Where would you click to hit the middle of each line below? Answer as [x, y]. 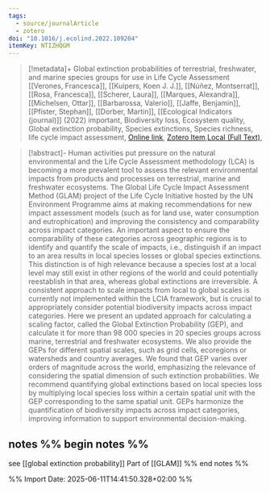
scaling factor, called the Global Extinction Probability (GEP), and [135, 324]
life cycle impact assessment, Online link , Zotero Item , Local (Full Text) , [145, 137]
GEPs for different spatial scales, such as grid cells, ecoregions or [137, 350]
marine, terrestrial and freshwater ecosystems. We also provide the [140, 342]
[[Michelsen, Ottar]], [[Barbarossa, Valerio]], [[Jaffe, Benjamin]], [134, 103]
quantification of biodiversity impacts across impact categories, [134, 410]
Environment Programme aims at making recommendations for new [140, 204]
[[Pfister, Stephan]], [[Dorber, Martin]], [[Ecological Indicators [130, 112]
